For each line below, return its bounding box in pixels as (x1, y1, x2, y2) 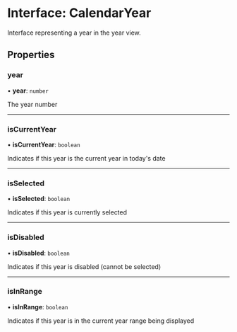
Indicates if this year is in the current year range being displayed (7, 316, 195, 325)
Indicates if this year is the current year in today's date (7, 154, 166, 162)
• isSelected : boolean (7, 195, 71, 203)
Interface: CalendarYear (7, 5, 152, 21)
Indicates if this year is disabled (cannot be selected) (7, 262, 161, 270)
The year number (7, 100, 58, 108)
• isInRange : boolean (7, 302, 68, 311)
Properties (7, 49, 55, 61)
